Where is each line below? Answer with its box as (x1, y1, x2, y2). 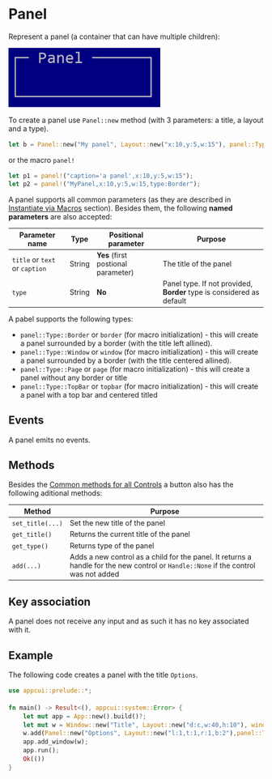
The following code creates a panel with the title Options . (8, 670, 198, 680)
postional (96, 259, 128, 269)
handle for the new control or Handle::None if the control (70, 560, 257, 570)
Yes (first (96, 250, 128, 260)
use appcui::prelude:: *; (8, 687, 92, 695)
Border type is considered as (163, 287, 260, 297)
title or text (11, 254, 56, 264)
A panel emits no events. (8, 435, 91, 445)
